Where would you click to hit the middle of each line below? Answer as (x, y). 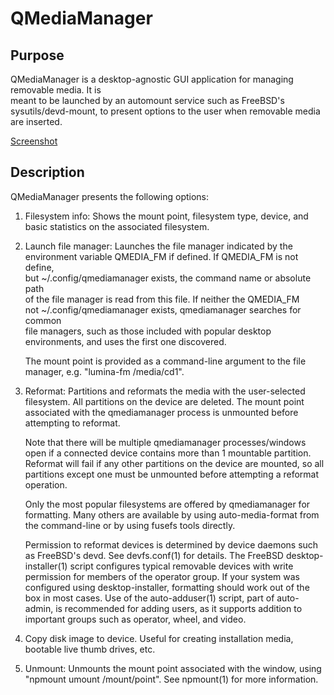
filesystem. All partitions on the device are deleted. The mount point (164, 401)
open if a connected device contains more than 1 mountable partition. (168, 453)
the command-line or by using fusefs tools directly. (130, 525)
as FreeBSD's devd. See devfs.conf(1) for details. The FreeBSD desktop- (174, 555)
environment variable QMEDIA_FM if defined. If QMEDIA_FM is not (161, 256)
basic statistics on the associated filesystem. (117, 226)
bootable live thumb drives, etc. (90, 649)
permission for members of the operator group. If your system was (162, 576)
